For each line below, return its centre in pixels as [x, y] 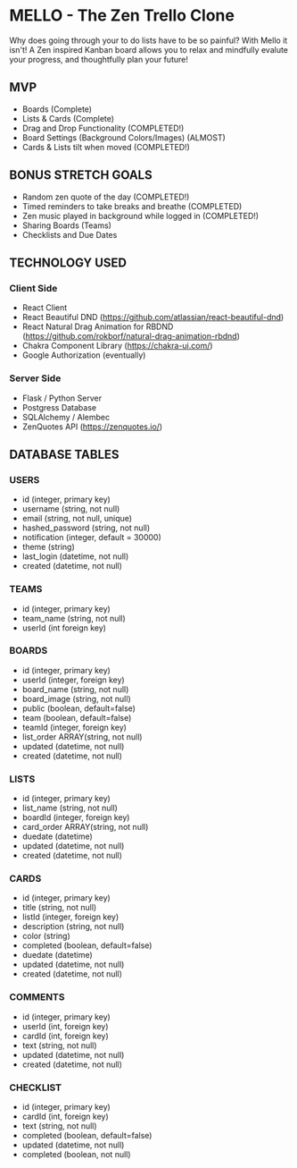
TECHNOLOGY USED [68, 262]
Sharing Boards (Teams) [66, 225]
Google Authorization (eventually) [84, 355]
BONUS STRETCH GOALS [81, 175]
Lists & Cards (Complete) [68, 118]
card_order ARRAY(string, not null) [85, 827]
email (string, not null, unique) [77, 519]
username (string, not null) [71, 509]
